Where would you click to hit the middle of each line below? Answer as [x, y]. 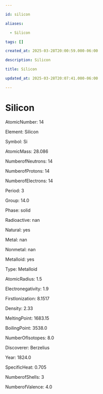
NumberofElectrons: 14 [29, 181]
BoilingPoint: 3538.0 [26, 328]
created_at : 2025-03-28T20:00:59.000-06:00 [52, 51]
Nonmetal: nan [20, 249]
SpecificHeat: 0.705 [26, 367]
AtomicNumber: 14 [24, 122]
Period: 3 [15, 190]
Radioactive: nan [23, 220]
